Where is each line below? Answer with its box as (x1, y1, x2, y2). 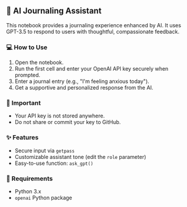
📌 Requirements (6, 174, 53, 183)
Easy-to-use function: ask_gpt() (14, 160, 93, 167)
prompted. (14, 72, 40, 79)
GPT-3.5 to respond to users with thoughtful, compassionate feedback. (6, 28, 179, 35)
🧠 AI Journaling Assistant (6, 6, 102, 16)
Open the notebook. (14, 59, 64, 66)
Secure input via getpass (14, 147, 75, 154)
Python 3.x (14, 188, 41, 195)
